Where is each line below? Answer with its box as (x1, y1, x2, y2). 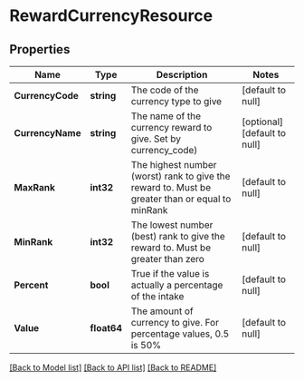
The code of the (130, 83, 199, 96)
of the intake (130, 290, 185, 302)
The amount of (130, 305, 194, 317)
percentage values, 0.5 (130, 327, 230, 340)
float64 (90, 322, 122, 334)
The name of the (130, 110, 202, 122)
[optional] (241, 115, 283, 128)
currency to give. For (130, 317, 220, 328)
